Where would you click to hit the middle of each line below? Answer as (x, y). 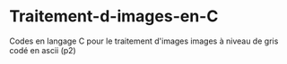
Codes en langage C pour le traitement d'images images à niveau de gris (144, 41)
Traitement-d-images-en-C (114, 16)
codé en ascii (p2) (43, 50)
